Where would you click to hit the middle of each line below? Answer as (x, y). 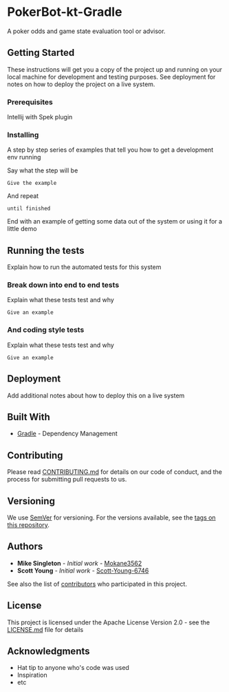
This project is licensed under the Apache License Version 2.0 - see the (109, 622)
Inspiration (32, 675)
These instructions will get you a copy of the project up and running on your (115, 69)
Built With (29, 417)
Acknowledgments (49, 652)
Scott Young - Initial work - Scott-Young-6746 (83, 571)
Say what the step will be (43, 170)
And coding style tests (46, 330)
